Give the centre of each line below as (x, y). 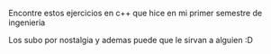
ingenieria (27, 22)
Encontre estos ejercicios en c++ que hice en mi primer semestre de (135, 13)
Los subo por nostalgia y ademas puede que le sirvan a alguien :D (131, 40)
